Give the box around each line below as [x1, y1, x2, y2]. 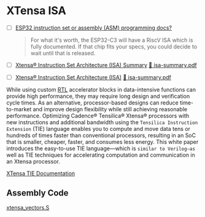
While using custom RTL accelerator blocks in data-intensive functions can [6, 86, 196, 93]
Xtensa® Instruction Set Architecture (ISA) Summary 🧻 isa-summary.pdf [15, 61, 198, 68]
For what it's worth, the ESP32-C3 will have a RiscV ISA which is [30, 36, 193, 44]
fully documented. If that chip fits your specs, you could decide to [30, 43, 198, 50]
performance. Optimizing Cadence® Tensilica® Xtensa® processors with [6, 112, 190, 120]
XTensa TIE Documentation [6, 170, 75, 177]
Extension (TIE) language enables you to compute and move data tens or [6, 125, 190, 133]
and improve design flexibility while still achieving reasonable [33, 106, 188, 113]
